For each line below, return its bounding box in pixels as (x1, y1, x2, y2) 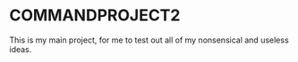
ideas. (9, 43, 32, 54)
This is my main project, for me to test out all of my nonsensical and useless (9, 35, 289, 45)
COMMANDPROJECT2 (9, 5, 181, 26)
